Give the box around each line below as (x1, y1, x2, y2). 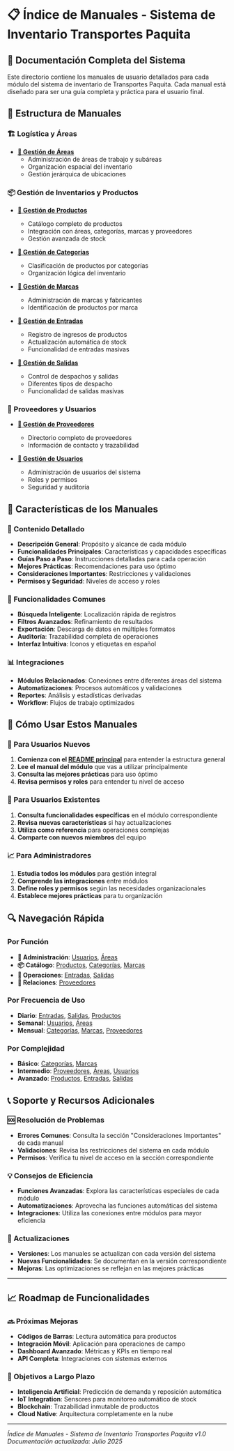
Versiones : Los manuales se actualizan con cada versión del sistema (17, 1249, 216, 1258)
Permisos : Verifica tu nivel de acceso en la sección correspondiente (17, 1153, 214, 1162)
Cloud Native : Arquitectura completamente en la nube (17, 1410, 173, 1418)
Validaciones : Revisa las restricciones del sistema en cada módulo (17, 1146, 210, 1154)
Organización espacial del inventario (27, 162, 132, 171)
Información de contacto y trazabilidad (27, 441, 139, 450)
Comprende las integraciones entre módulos (17, 876, 148, 885)
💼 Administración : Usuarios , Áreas (17, 952, 118, 961)
